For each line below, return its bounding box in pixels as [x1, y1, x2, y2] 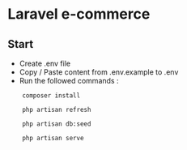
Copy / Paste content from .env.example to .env [19, 67, 179, 77]
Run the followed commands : [19, 76, 119, 85]
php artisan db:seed [22, 120, 91, 128]
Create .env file [19, 58, 70, 68]
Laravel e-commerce [7, 5, 151, 24]
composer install [22, 92, 81, 100]
